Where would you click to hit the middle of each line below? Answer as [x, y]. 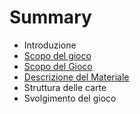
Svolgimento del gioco [70, 98]
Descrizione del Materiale [76, 77]
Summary [50, 17]
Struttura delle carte [65, 87]
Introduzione [50, 45]
